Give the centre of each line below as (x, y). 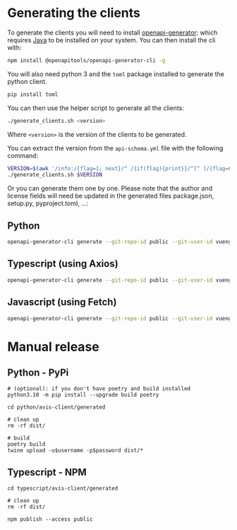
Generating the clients (74, 13)
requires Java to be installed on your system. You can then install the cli (111, 40)
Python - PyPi (38, 372)
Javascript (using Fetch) (62, 302)
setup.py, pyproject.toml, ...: (48, 203)
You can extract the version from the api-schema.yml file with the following (115, 148)
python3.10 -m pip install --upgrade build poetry (83, 395)
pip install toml (33, 94)
